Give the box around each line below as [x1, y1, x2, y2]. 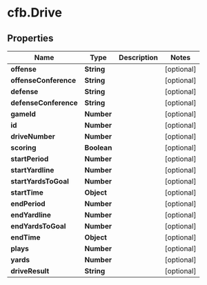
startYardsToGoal [10, 177, 69, 186]
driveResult [10, 266, 50, 275]
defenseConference [10, 98, 78, 108]
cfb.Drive [7, 5, 62, 21]
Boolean [84, 143, 112, 153]
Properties [7, 32, 54, 44]
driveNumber [10, 132, 55, 141]
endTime [10, 233, 41, 242]
